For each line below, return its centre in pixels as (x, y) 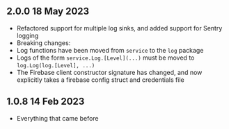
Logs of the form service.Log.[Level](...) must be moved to (105, 58)
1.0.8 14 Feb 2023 (46, 102)
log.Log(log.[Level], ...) (56, 65)
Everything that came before (57, 118)
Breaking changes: (44, 43)
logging (27, 35)
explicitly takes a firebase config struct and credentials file (101, 80)
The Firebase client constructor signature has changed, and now (109, 72)
